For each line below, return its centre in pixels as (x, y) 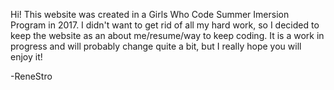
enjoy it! (26, 57)
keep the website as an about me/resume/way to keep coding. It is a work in (167, 35)
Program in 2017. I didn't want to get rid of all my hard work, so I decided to (165, 25)
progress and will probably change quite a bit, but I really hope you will (156, 46)
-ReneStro (31, 76)
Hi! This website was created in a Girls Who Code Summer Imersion (150, 14)
